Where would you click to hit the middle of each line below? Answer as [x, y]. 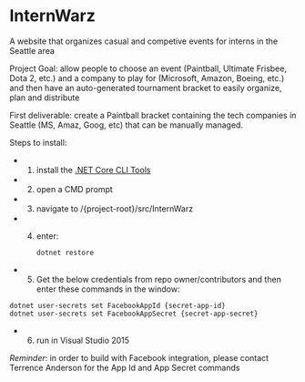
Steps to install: [38, 142]
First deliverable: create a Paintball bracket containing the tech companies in [153, 115]
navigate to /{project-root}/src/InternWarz [115, 208]
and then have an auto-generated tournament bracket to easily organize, [146, 88]
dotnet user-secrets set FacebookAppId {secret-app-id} [117, 305]
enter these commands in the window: [108, 289]
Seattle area [32, 50]
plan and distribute [45, 98]
